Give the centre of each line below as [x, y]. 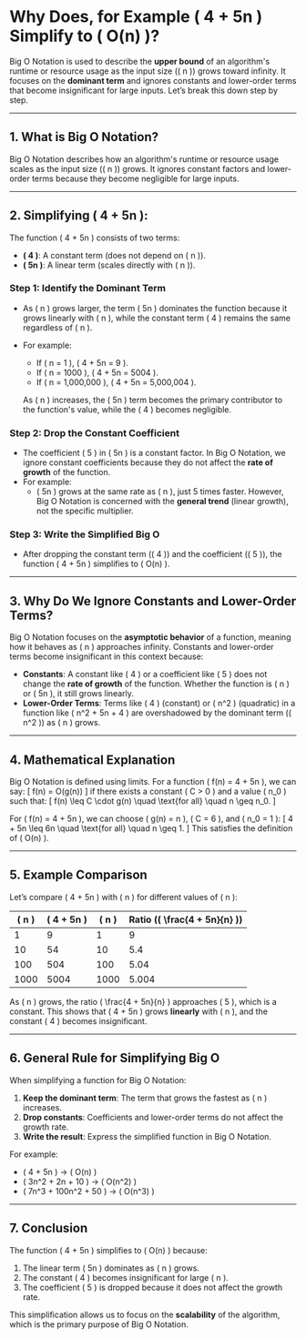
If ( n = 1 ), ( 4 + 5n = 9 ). [82, 362]
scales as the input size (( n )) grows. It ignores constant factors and [138, 168]
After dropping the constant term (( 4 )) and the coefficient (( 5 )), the [152, 554]
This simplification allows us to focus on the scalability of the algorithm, [145, 1314]
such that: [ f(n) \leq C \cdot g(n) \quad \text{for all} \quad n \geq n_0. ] [143, 801]
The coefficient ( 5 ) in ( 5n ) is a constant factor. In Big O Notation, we [154, 453]
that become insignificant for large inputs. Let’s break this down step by [144, 90]
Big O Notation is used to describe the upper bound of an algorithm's [140, 61]
